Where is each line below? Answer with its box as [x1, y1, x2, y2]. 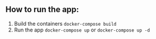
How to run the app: [5, 5, 80, 15]
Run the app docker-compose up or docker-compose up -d [13, 26, 150, 33]
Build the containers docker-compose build [13, 20, 117, 27]
